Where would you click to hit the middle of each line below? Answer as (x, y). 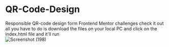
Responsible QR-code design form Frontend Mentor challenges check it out (84, 23)
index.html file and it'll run (32, 34)
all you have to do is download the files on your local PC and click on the (81, 28)
